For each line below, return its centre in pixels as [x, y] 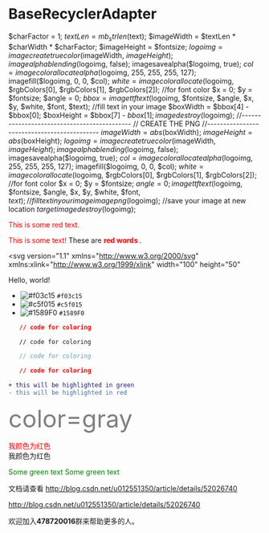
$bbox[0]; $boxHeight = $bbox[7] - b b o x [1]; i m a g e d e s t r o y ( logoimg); [122, 115]
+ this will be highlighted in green [71, 385]
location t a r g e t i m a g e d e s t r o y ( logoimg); [72, 209]
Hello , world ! [29, 280]
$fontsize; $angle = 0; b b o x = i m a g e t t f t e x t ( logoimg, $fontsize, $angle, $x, [131, 98]
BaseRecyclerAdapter [83, 14]
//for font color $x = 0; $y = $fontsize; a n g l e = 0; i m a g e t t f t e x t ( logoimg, [126, 183]
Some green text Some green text [64, 472]
